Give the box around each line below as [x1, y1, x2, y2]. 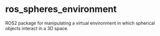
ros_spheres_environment [5, 3, 117, 15]
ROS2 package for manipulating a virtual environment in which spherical [5, 20, 155, 26]
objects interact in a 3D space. [5, 25, 69, 31]
